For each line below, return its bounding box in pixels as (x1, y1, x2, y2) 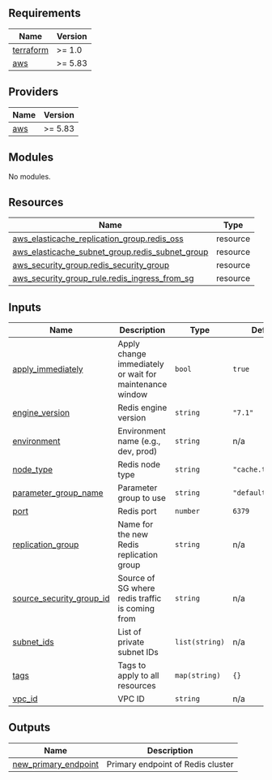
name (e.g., (117, 436, 161, 447)
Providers (8, 85, 59, 99)
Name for (117, 519, 154, 530)
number (175, 506, 201, 516)
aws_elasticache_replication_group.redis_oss (12, 233, 184, 244)
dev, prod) (117, 446, 158, 457)
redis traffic (117, 593, 162, 604)
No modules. (8, 172, 51, 182)
